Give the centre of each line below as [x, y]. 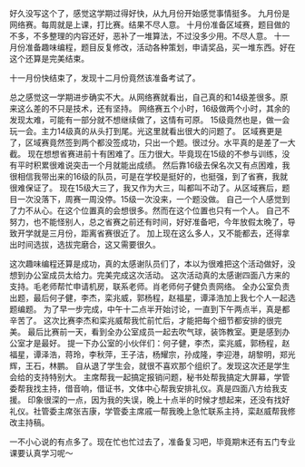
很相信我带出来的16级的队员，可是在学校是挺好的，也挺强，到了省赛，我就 [149, 176]
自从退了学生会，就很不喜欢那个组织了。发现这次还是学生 [182, 366]
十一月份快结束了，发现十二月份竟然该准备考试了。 [105, 78]
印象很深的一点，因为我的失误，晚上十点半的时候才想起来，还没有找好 [158, 400]
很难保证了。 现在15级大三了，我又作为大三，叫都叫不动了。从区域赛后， [146, 188]
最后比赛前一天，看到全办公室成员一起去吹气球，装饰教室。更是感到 [154, 332]
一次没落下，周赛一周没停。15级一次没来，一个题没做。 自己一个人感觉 [149, 199]
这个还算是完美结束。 [49, 58]
